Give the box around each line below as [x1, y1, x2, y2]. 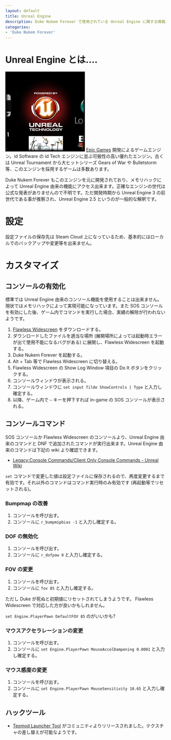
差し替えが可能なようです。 [21, 729, 80, 735]
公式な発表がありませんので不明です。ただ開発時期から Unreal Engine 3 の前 [5, 190, 165, 196]
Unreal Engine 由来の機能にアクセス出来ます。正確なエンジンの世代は [19, 183, 165, 189]
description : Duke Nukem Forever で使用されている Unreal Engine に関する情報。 [5, 19, 169, 24]
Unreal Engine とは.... [5, 54, 98, 66]
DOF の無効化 [5, 533, 39, 540]
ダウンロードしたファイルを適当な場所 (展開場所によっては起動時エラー [12, 333, 163, 339]
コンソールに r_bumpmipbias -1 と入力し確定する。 [12, 519, 119, 525]
